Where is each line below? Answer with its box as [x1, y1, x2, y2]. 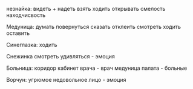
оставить [6, 29, 30, 37]
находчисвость [6, 11, 46, 19]
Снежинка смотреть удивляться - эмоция [6, 53, 115, 60]
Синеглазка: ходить [6, 41, 57, 48]
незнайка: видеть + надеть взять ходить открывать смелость [6, 5, 166, 12]
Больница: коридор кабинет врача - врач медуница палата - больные [6, 64, 188, 72]
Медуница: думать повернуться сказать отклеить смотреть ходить [6, 23, 182, 30]
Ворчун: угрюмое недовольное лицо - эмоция [6, 76, 126, 83]
